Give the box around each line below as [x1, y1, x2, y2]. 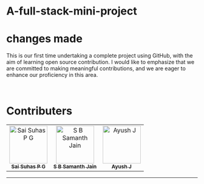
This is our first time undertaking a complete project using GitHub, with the [6, 52, 193, 59]
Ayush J [111, 163, 132, 170]
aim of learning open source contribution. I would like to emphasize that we [6, 59, 195, 66]
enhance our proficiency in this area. [6, 71, 98, 79]
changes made [6, 32, 83, 46]
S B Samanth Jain [53, 163, 97, 170]
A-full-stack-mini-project [6, 4, 138, 18]
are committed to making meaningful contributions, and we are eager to [6, 65, 186, 72]
